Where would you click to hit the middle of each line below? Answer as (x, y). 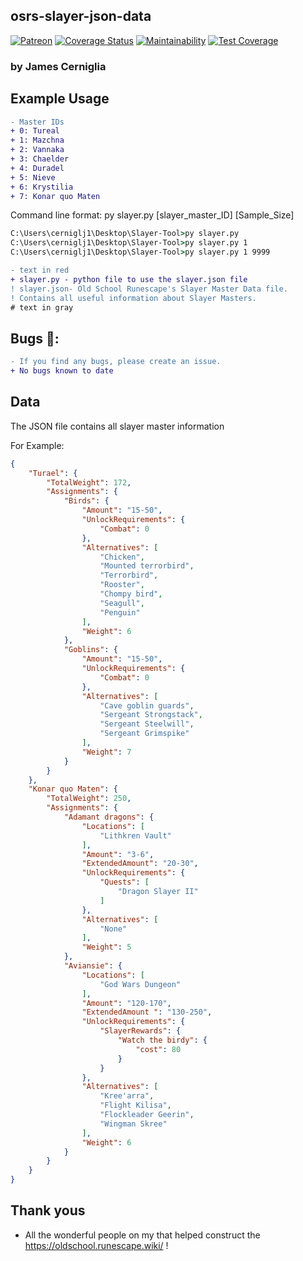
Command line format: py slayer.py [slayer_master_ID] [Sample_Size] (152, 215)
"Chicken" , (122, 557)
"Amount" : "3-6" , (118, 854)
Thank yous (48, 1210)
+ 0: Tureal (35, 131)
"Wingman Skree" (133, 1124)
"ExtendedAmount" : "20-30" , (140, 864)
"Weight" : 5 (106, 947)
